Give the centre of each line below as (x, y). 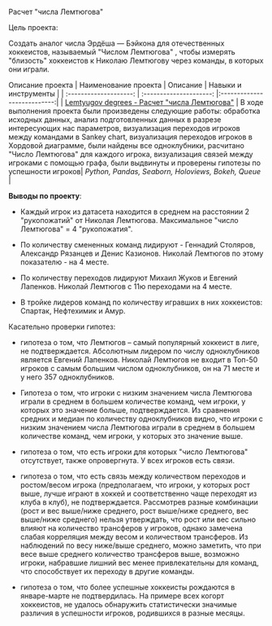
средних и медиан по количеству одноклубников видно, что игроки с (142, 419)
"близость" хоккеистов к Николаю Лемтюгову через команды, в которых (136, 61)
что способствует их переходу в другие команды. (107, 571)
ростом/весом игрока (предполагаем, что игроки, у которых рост (135, 485)
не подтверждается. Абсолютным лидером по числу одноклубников (140, 351)
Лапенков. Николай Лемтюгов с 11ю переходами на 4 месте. (126, 287)
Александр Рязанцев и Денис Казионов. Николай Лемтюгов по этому (142, 253)
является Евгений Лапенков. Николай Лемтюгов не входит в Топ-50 (139, 360)
